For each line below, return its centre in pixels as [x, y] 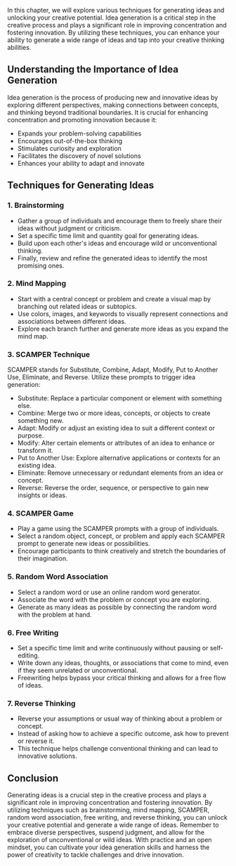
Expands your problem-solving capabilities [79, 133]
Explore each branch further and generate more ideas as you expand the [123, 329]
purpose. [31, 435]
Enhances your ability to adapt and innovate [81, 163]
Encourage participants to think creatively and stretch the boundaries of [122, 551]
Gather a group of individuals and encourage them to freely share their [120, 221]
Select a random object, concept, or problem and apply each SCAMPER [121, 536]
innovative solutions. [47, 756]
